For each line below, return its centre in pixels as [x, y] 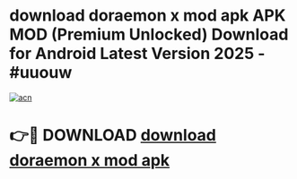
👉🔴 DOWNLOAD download [113, 136]
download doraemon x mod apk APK [148, 16]
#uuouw [41, 73]
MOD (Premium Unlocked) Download [149, 34]
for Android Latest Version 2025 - [137, 54]
